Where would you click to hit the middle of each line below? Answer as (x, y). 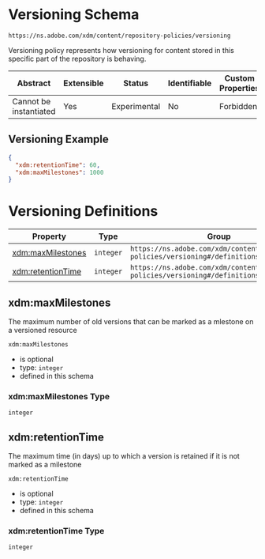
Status (136, 83)
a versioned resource (43, 330)
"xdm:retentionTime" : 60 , (58, 165)
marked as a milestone (45, 465)
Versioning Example (58, 140)
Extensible (83, 83)
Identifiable (190, 83)
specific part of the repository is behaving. (77, 59)
